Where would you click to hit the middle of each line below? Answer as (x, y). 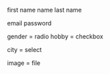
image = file (24, 63)
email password (29, 23)
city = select (25, 50)
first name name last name (44, 10)
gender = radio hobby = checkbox (55, 36)
